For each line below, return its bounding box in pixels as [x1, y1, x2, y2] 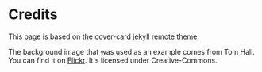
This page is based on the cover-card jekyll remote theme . [8, 32, 200, 41]
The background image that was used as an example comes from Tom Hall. [8, 47, 256, 56]
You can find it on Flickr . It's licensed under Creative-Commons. [8, 55, 218, 65]
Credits [8, 6, 58, 24]
